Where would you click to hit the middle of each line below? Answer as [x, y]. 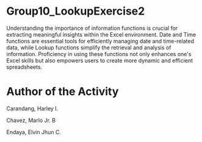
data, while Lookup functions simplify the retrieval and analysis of [89, 48]
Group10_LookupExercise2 [76, 11]
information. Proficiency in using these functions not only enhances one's [99, 54]
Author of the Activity [63, 92]
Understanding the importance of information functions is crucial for [92, 28]
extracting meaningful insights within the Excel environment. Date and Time [101, 34]
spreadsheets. [24, 67]
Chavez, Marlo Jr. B [31, 120]
